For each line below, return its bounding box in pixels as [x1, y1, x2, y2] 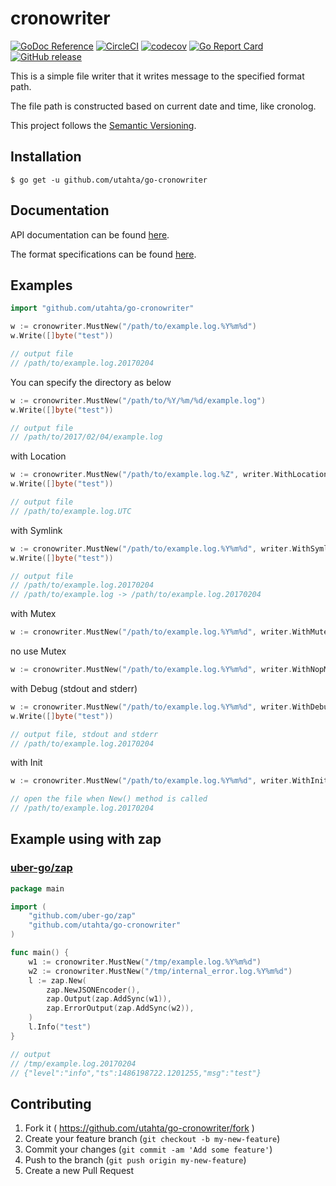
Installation [10, 148, 82, 166]
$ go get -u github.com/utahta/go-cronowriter [10, 175, 208, 185]
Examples [10, 277, 73, 294]
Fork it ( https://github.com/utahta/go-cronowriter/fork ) [24, 1122, 255, 1134]
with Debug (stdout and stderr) [10, 682, 138, 694]
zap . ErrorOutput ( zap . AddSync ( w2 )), [46, 1003, 195, 1014]
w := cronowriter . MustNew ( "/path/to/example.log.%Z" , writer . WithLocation [10, 470, 329, 480]
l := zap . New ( [28, 975, 87, 986]
